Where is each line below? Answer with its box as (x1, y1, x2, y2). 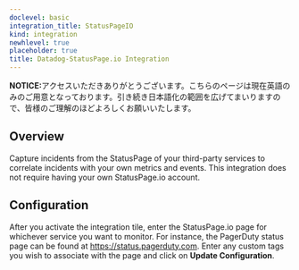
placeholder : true (9, 46, 78, 55)
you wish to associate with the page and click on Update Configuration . (9, 249, 275, 260)
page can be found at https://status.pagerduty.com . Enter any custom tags (9, 240, 284, 251)
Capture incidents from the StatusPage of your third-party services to (9, 153, 266, 164)
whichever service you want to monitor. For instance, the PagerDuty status (9, 231, 284, 241)
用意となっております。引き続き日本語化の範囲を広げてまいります (32, 91, 274, 102)
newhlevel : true (9, 38, 70, 47)
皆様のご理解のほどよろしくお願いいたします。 (24, 103, 196, 113)
